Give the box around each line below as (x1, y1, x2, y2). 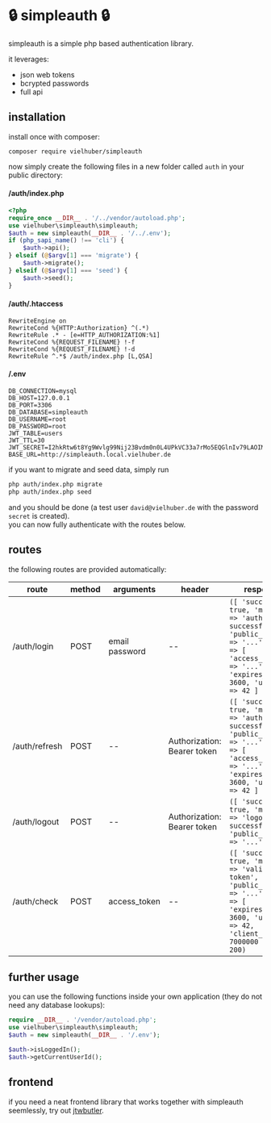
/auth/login (12, 641, 54, 652)
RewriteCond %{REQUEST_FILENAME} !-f (8, 338, 135, 346)
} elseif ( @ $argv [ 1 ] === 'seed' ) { (8, 266, 128, 274)
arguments (112, 583, 156, 595)
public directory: (8, 170, 63, 180)
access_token (108, 895, 161, 907)
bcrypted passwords (19, 78, 90, 88)
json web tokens (19, 69, 75, 79)
